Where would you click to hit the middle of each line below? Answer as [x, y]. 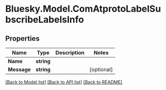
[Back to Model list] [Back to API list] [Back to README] [64, 82]
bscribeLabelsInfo [45, 20]
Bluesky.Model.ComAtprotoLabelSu [83, 9]
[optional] [101, 69]
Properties [22, 38]
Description [70, 53]
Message [19, 69]
